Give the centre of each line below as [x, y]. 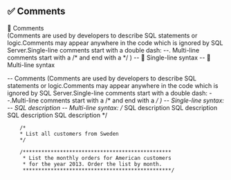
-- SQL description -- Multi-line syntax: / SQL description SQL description [112, 107]
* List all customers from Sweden [69, 134]
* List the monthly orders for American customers [97, 158]
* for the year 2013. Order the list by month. [92, 164]
